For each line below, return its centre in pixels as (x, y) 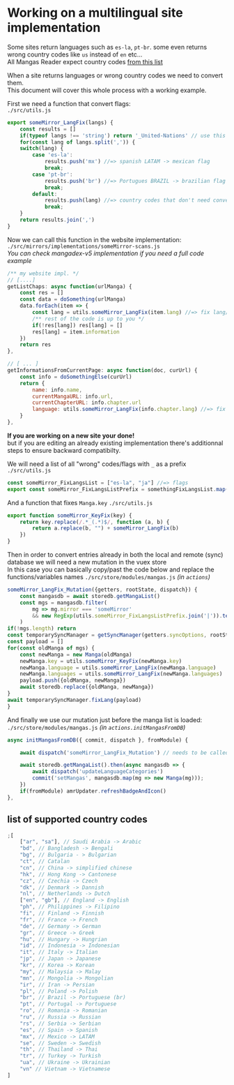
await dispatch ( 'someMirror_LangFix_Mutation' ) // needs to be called (124, 753)
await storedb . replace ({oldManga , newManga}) (87, 687)
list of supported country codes (77, 820)
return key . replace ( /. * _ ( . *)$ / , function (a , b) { (95, 522)
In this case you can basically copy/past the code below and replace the (111, 569)
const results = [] (48, 129)
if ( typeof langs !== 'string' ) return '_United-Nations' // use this (123, 135)
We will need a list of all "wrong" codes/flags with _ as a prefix (97, 464)
